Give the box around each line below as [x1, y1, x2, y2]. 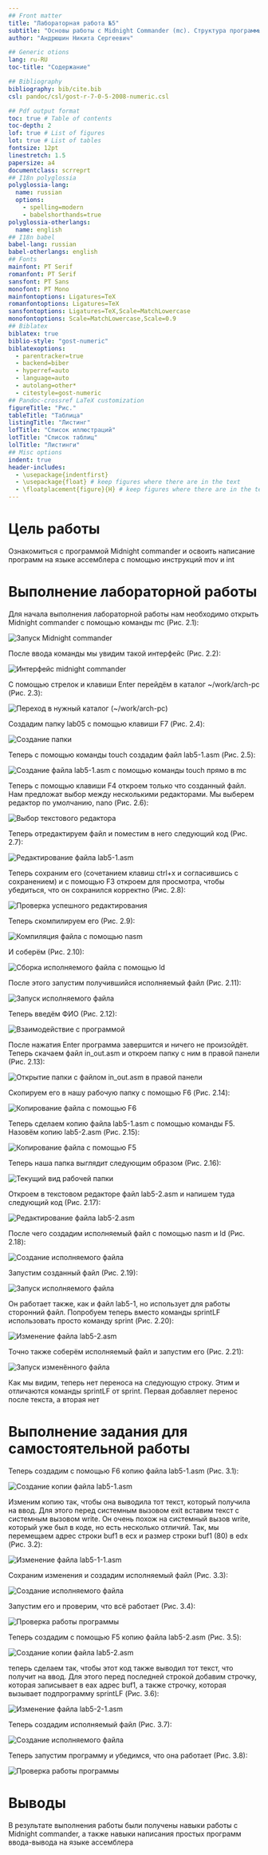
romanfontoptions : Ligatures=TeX [8, 300, 120, 308]
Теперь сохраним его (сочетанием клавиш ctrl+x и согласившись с [8, 868, 239, 878]
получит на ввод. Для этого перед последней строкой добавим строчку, [8, 1671, 257, 1681]
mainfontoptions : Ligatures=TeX [8, 292, 116, 300]
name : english [15, 225, 62, 234]
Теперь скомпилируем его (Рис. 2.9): [8, 916, 136, 926]
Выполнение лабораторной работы [8, 583, 258, 601]
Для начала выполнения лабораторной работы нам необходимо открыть [8, 608, 259, 619]
